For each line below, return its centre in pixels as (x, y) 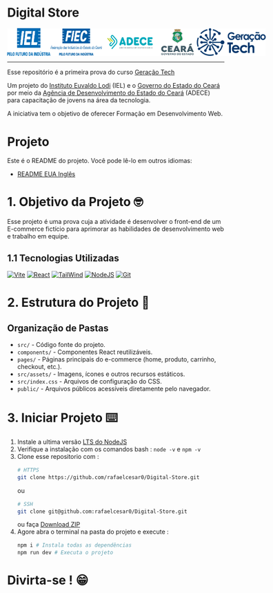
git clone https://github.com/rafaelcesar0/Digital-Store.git (108, 477)
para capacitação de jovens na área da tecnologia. (79, 100)
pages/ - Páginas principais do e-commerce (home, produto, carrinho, (117, 359)
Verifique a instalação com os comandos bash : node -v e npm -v (109, 449)
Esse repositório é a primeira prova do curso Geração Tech (91, 72)
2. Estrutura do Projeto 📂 (79, 303)
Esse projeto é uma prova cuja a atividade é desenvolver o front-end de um (114, 222)
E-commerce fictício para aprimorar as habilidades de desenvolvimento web (115, 229)
